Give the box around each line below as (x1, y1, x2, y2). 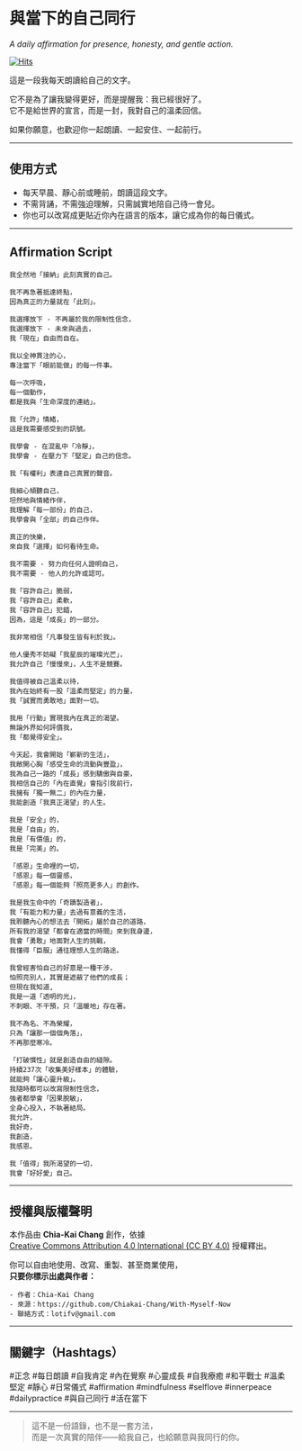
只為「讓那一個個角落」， (9, 1028, 87, 1038)
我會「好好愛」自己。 (9, 1168, 76, 1177)
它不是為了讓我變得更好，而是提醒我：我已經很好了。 (9, 94, 207, 104)
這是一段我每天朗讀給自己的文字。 (9, 74, 136, 86)
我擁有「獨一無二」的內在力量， (9, 789, 111, 798)
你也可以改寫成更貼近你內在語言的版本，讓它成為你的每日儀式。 (22, 209, 259, 221)
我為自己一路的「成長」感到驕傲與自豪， (9, 769, 137, 779)
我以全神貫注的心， (9, 351, 70, 360)
